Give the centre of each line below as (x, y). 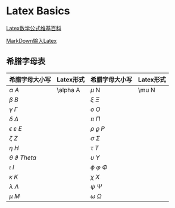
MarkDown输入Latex (32, 40)
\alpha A (68, 90)
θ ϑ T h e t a (23, 157)
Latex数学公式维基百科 (34, 28)
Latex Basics (38, 11)
